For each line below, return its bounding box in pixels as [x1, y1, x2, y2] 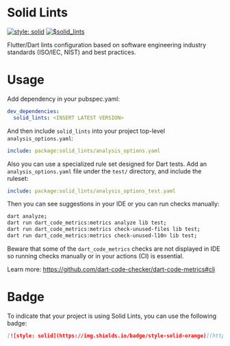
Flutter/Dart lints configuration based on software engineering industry [7, 40, 207, 49]
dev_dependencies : [7, 108, 60, 114]
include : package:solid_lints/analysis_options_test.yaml [7, 187, 176, 195]
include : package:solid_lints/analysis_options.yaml [7, 147, 161, 154]
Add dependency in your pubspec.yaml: [7, 95, 120, 103]
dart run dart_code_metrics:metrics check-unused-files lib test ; [7, 226, 201, 233]
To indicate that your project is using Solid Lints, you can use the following [7, 312, 217, 320]
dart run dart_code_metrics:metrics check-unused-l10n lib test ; [7, 232, 197, 239]
